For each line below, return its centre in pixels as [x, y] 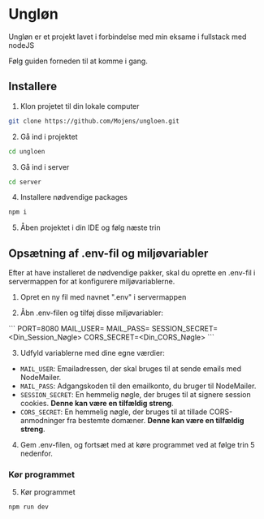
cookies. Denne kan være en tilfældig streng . [97, 404]
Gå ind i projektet [49, 136]
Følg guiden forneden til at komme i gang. [78, 61]
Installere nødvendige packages [74, 197]
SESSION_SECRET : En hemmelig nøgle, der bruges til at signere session [135, 395]
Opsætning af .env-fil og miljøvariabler [108, 253]
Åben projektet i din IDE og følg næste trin [90, 227]
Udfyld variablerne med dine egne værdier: [92, 353]
